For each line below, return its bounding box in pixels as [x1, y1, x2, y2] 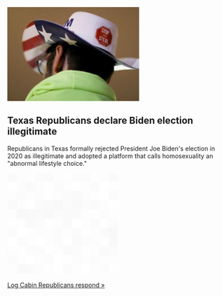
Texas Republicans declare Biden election [7, 115, 194, 127]
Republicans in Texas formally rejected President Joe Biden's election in [7, 144, 216, 153]
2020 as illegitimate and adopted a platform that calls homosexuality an [7, 151, 214, 160]
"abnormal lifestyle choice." [7, 159, 88, 167]
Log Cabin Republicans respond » [7, 281, 105, 289]
